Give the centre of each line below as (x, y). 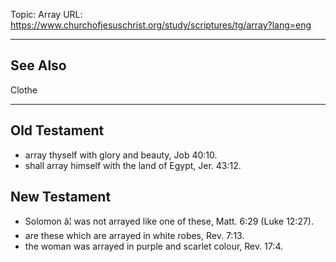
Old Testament (57, 130)
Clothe (24, 90)
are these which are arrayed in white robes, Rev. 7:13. (134, 236)
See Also (38, 65)
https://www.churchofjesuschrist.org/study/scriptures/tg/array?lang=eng (161, 25)
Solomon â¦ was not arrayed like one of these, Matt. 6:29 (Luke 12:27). (169, 221)
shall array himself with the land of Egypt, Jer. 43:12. (133, 165)
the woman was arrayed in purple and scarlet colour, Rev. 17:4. (153, 246)
